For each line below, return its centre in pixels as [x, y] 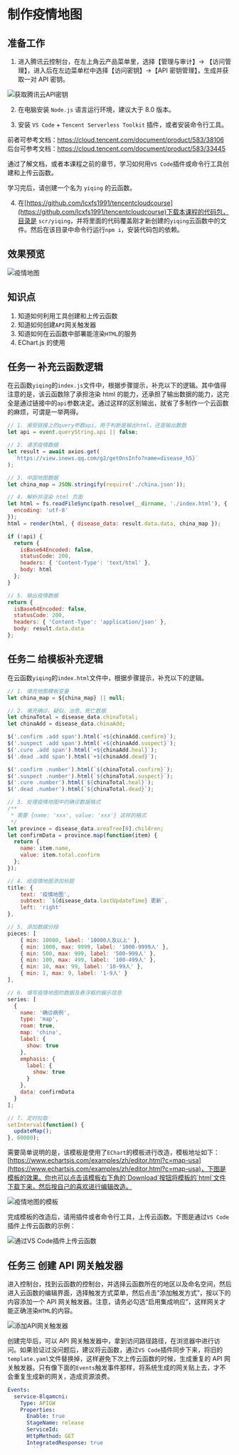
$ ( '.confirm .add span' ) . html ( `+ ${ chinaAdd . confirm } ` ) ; [92, 737]
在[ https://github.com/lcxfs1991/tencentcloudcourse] [95, 203]
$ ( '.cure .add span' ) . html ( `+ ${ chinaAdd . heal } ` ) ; [83, 750]
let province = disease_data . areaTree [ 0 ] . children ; [85, 829]
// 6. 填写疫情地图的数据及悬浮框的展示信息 [65, 993]
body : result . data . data [49, 629]
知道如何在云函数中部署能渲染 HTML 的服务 [77, 333]
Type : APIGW [38, 1403]
